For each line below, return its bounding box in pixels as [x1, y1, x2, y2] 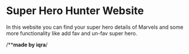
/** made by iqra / [6, 41, 48, 48]
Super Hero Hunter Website [6, 4, 144, 18]
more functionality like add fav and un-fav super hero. [6, 29, 138, 36]
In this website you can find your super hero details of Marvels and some [6, 23, 184, 31]
